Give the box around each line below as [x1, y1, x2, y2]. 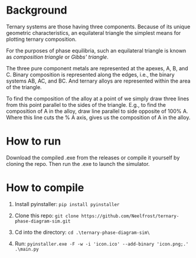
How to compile [6, 181, 84, 195]
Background [6, 4, 67, 17]
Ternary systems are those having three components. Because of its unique [6, 23, 191, 30]
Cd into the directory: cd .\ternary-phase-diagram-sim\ [14, 228, 151, 236]
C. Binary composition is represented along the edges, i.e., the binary [6, 71, 175, 78]
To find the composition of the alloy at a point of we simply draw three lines [6, 95, 190, 102]
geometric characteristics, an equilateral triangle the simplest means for [6, 29, 181, 36]
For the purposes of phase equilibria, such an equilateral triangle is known [6, 47, 187, 54]
